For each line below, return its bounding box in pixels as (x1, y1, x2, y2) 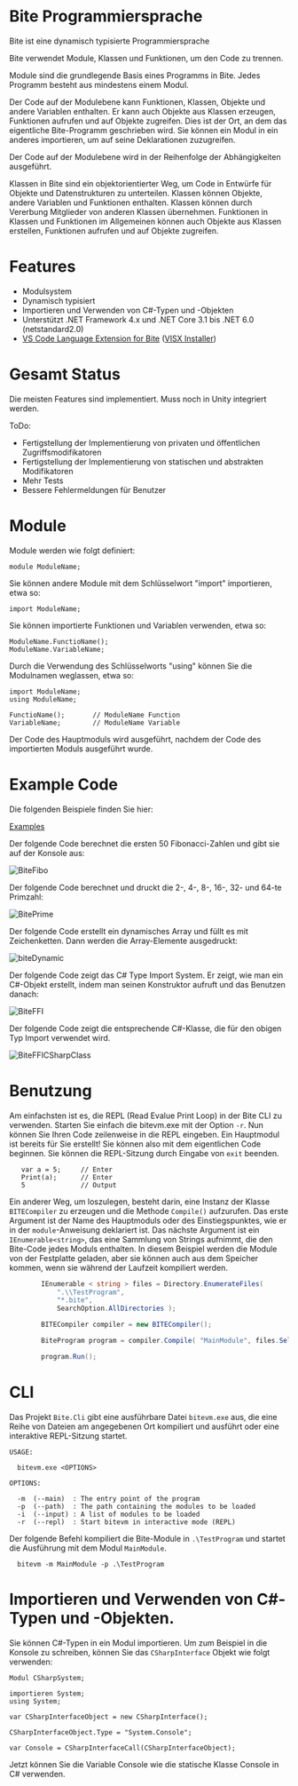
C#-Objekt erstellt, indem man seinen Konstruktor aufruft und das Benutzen (9, 979, 286, 989)
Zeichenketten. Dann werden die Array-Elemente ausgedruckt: (9, 935, 238, 946)
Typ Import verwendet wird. (9, 1032, 111, 1043)
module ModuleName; (9, 562, 82, 571)
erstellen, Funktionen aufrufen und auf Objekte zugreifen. (9, 225, 219, 236)
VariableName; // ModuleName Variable (9, 718, 180, 727)
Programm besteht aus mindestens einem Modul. (9, 79, 189, 90)
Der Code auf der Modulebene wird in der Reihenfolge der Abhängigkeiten (9, 151, 281, 162)
